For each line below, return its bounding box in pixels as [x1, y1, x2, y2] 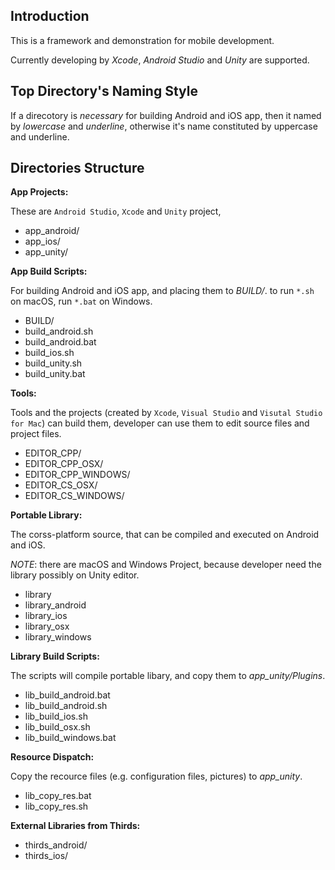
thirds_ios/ [24, 850, 69, 862]
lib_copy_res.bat [24, 790, 92, 802]
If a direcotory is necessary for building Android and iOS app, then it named [10, 109, 322, 121]
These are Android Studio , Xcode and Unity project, [10, 205, 222, 218]
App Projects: [10, 186, 69, 198]
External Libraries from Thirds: [10, 820, 141, 832]
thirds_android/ [24, 839, 88, 851]
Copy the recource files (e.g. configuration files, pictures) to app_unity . [10, 770, 303, 783]
